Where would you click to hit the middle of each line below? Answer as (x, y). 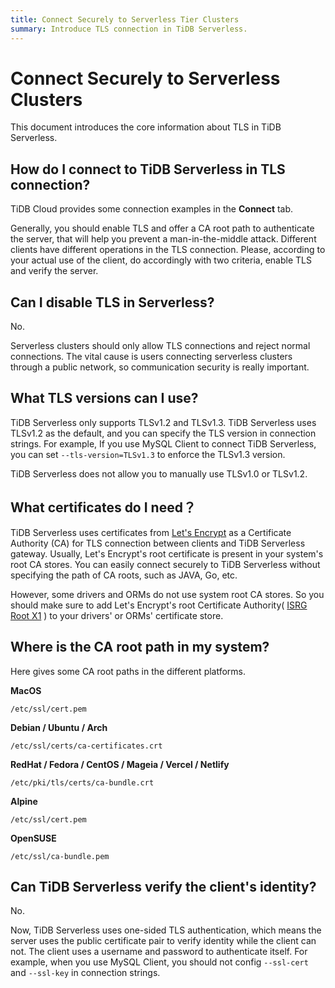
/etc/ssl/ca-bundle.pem (60, 856)
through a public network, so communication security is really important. (160, 367)
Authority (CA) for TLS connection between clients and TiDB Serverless (158, 543)
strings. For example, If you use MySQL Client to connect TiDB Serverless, (163, 443)
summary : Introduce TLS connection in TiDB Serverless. (129, 29)
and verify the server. (54, 271)
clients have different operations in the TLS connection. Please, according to (168, 250)
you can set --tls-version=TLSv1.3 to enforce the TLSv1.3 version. (148, 454)
